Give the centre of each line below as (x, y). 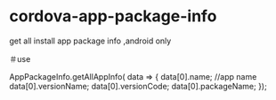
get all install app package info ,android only (90, 41)
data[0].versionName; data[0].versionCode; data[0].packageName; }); (138, 86)
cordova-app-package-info (113, 16)
